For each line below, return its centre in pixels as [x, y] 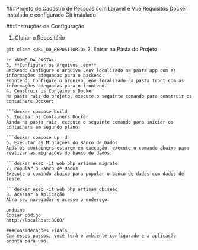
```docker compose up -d [37, 138]
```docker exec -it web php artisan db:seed [62, 189]
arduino [16, 210]
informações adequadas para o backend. [55, 76]
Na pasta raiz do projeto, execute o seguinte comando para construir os [99, 96]
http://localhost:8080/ [36, 220]
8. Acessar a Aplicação [36, 194]
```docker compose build [37, 112]
